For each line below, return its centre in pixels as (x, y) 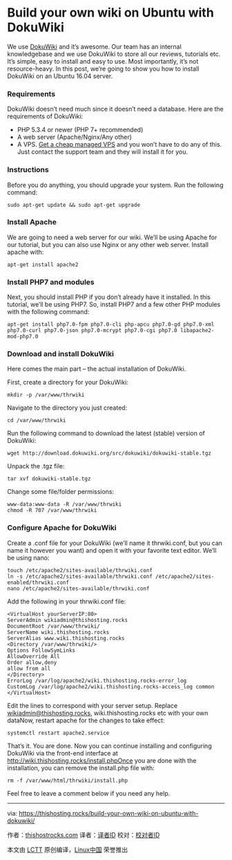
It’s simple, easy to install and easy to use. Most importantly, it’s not (103, 61)
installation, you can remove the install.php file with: (81, 768)
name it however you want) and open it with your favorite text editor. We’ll (112, 550)
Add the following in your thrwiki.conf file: (67, 601)
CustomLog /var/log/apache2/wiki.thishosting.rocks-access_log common (111, 686)
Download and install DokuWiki (60, 354)
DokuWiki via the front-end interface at (63, 753)
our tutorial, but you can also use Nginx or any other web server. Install (108, 244)
